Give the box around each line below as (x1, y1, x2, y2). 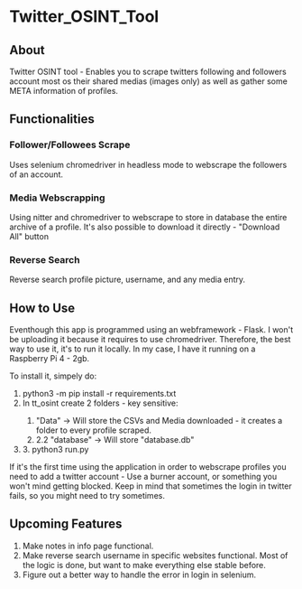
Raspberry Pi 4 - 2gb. (9, 353, 90, 364)
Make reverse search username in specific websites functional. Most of (22, 549, 288, 561)
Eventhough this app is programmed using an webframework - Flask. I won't (9, 324, 294, 335)
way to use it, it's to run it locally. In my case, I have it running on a (9, 343, 256, 354)
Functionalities (9, 111, 95, 127)
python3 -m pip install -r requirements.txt (22, 388, 177, 399)
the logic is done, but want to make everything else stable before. (22, 559, 266, 570)
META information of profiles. (9, 86, 119, 96)
